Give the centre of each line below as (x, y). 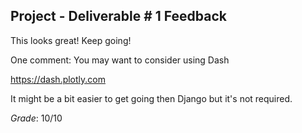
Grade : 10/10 (36, 118)
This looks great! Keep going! (71, 40)
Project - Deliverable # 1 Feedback (118, 16)
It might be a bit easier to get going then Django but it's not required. (151, 98)
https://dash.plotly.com (58, 79)
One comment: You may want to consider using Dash (120, 60)
